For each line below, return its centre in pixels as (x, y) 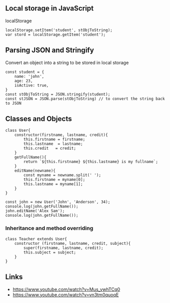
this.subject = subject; (50, 252)
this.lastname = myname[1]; (53, 184)
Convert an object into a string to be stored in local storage (67, 62)
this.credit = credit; (50, 148)
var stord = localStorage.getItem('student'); (55, 34)
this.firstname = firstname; (54, 139)
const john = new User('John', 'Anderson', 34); (58, 202)
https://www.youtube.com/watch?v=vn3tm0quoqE (66, 295)
